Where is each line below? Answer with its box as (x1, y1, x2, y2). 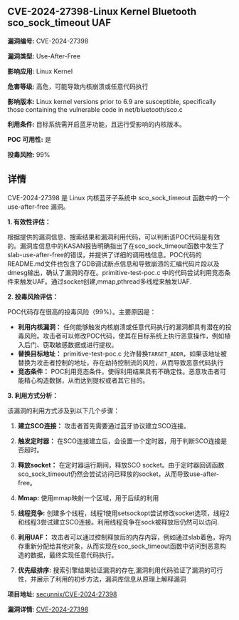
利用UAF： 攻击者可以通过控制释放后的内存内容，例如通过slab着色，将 (17, 532, 225, 541)
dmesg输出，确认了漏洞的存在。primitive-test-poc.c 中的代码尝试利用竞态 (7, 268, 225, 277)
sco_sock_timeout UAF (7, 17, 112, 29)
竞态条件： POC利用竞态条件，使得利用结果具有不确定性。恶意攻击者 (17, 367, 221, 376)
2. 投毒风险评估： (7, 292, 59, 301)
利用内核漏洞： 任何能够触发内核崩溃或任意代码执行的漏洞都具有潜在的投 (17, 322, 232, 331)
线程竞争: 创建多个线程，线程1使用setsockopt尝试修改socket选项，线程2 (17, 509, 230, 517)
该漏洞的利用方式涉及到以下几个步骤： (7, 406, 119, 415)
